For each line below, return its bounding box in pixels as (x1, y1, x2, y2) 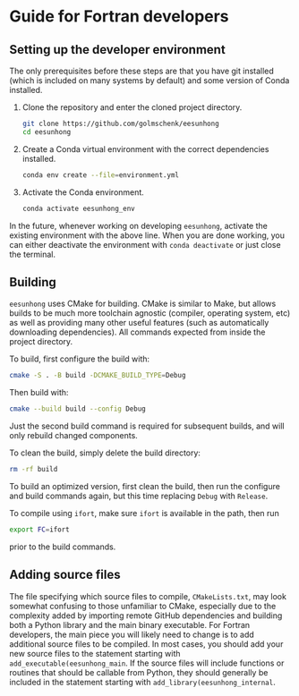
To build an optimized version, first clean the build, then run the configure (9, 480, 280, 491)
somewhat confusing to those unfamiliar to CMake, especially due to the (9, 600, 277, 611)
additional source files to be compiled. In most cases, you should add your (9, 638, 284, 649)
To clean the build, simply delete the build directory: (9, 447, 201, 458)
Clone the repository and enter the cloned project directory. (21, 102, 243, 113)
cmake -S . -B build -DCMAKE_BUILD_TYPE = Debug (9, 371, 186, 380)
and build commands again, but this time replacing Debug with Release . (9, 490, 269, 501)
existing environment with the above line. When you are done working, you (9, 230, 285, 241)
